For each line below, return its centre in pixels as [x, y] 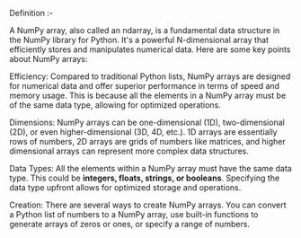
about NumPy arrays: [49, 59]
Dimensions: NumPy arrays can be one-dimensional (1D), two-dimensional [147, 122]
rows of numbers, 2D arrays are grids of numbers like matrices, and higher [147, 141]
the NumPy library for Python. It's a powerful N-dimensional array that [139, 40]
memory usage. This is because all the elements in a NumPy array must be [148, 95]
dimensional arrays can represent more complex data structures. [129, 151]
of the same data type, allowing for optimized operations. [115, 105]
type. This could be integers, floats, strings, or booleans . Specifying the [145, 178]
